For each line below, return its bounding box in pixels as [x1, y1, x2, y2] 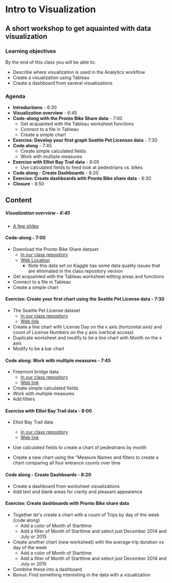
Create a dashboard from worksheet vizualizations [12, 483, 120, 489]
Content [5, 196, 32, 204]
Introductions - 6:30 [12, 104, 57, 111]
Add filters [12, 396, 35, 402]
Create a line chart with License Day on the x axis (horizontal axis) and [12, 323, 162, 329]
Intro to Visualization [5, 4, 96, 15]
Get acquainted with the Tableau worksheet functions [20, 121, 134, 127]
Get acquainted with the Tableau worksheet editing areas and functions [12, 273, 164, 279]
